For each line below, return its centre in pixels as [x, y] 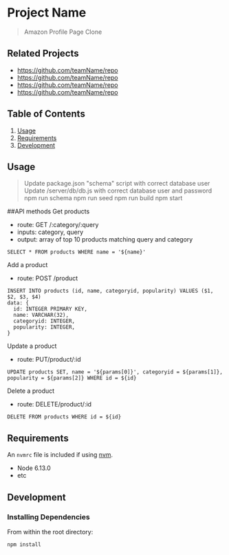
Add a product [28, 265]
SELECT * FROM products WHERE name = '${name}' [77, 252]
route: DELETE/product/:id [54, 405]
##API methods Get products [48, 211]
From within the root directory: [50, 532]
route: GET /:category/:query [58, 225]
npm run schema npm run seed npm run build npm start [103, 198]
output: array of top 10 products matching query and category [105, 240]
